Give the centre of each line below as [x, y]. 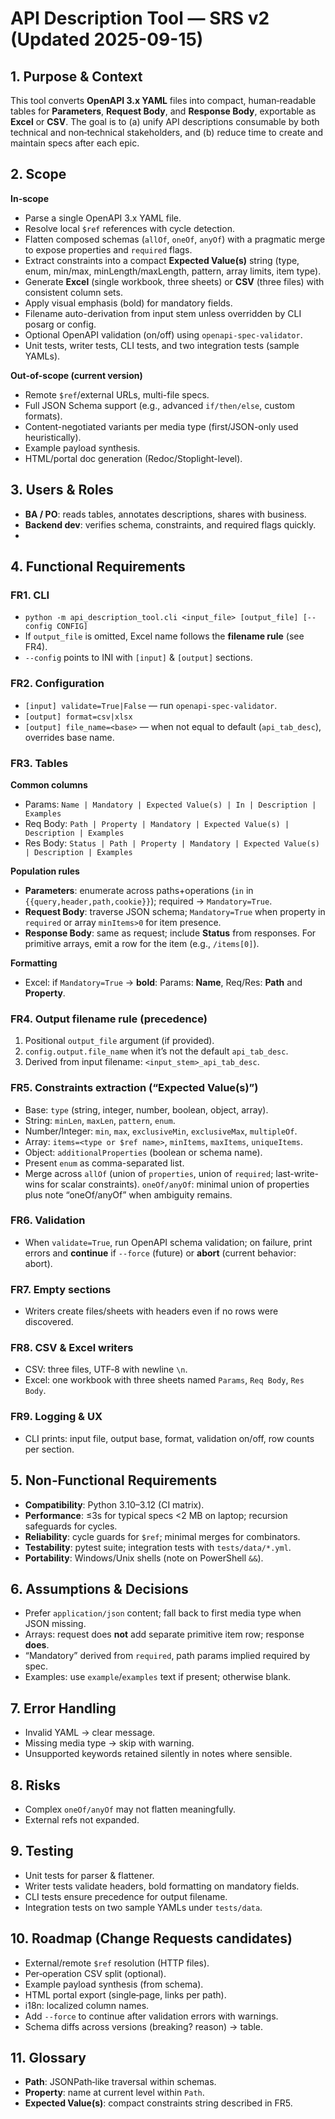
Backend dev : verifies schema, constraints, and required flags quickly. [170, 524]
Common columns [49, 784]
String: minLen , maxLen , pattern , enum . [100, 1120]
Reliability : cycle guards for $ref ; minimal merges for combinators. [162, 1536]
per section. [49, 1449]
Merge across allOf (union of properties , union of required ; [149, 1173]
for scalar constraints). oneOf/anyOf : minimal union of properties [178, 1184]
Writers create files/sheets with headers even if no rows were [151, 1311]
